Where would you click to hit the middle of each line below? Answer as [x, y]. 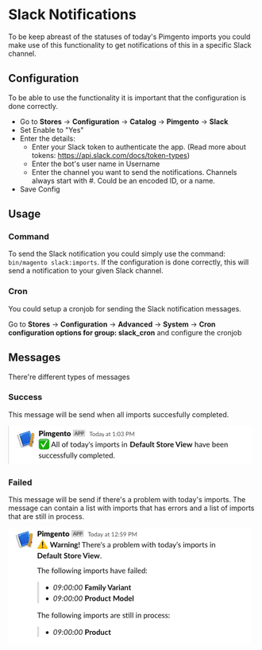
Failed [20, 482]
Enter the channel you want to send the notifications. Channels [134, 172]
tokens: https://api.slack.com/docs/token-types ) [111, 155]
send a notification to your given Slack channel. [86, 271]
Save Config [40, 189]
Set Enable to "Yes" [52, 130]
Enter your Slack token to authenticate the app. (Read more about [139, 147]
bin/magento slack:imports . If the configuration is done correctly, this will [129, 262]
